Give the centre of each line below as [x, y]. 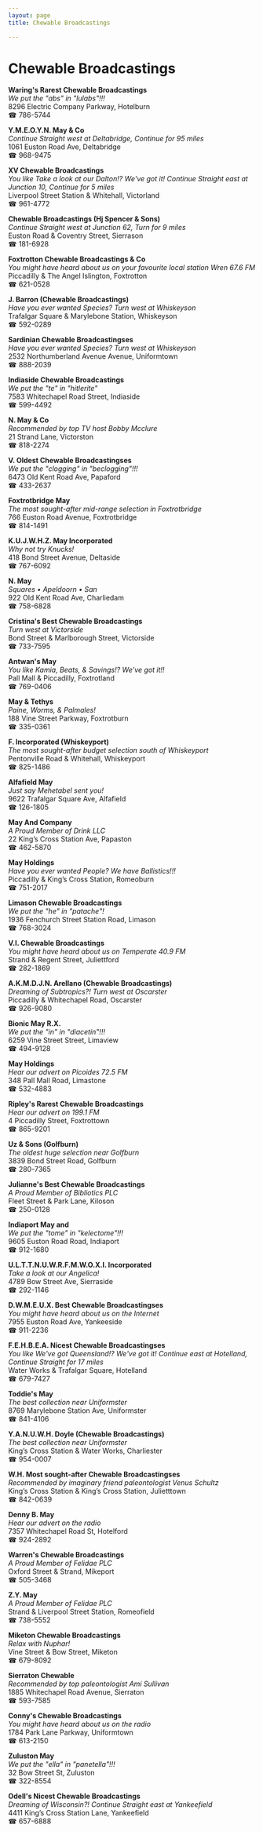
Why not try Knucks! [41, 549]
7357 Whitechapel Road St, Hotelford [68, 1531]
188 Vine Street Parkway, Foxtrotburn [69, 718]
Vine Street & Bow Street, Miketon [63, 1652]
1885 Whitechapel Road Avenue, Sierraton [76, 1692]
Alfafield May [31, 783]
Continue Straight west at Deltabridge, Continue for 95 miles [106, 139]
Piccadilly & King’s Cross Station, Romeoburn [81, 879]
